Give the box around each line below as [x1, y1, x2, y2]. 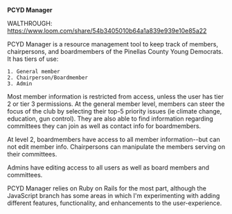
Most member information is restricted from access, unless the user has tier [7, 93, 224, 100]
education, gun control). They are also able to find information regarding [7, 114, 213, 123]
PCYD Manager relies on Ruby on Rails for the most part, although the [7, 184, 206, 193]
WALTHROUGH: [7, 19, 53, 27]
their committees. [7, 150, 57, 158]
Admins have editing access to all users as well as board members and [7, 163, 210, 172]
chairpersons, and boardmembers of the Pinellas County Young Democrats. [7, 48, 224, 55]
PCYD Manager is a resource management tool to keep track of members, [7, 40, 218, 48]
